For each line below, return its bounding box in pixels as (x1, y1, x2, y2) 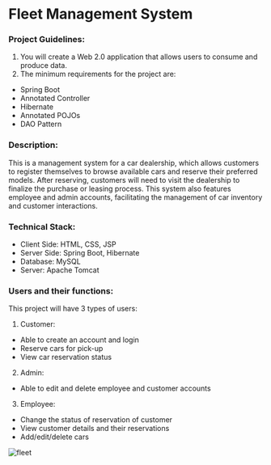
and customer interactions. (8, 201, 99, 210)
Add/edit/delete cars (19, 432, 89, 442)
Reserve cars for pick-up (19, 344, 104, 353)
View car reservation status (19, 353, 112, 362)
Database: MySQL (19, 256, 81, 267)
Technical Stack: (8, 221, 76, 232)
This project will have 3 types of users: (8, 304, 138, 314)
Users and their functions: (8, 285, 114, 296)
